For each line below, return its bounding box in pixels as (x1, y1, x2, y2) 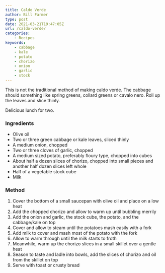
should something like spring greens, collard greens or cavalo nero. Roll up (5, 92, 160, 98)
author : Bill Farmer (5, 12, 49, 17)
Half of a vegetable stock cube (12, 169, 76, 175)
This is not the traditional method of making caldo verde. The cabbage (5, 87, 151, 93)
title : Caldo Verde (5, 7, 46, 13)
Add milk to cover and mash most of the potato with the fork (12, 230, 137, 236)
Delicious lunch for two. (5, 107, 54, 113)
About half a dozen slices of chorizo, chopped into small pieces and (12, 158, 153, 164)
